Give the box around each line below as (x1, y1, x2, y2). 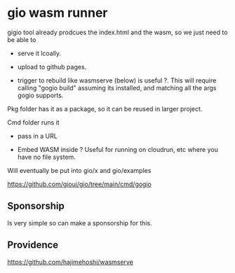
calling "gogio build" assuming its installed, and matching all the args (17, 83, 217, 92)
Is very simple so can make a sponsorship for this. (7, 218, 152, 227)
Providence (7, 239, 59, 251)
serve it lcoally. (17, 49, 62, 57)
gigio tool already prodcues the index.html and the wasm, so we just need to (7, 28, 228, 36)
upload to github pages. (17, 62, 87, 71)
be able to (7, 35, 36, 43)
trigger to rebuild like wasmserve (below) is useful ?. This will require (17, 76, 217, 85)
